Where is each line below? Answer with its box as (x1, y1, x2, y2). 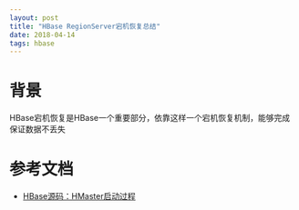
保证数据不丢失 (9, 124, 66, 135)
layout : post (9, 13, 59, 23)
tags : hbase (9, 38, 55, 48)
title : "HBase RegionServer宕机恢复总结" (9, 22, 161, 31)
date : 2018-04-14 (9, 30, 76, 39)
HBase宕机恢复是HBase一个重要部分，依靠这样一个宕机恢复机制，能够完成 (9, 113, 290, 124)
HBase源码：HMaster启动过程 (22, 191, 136, 202)
